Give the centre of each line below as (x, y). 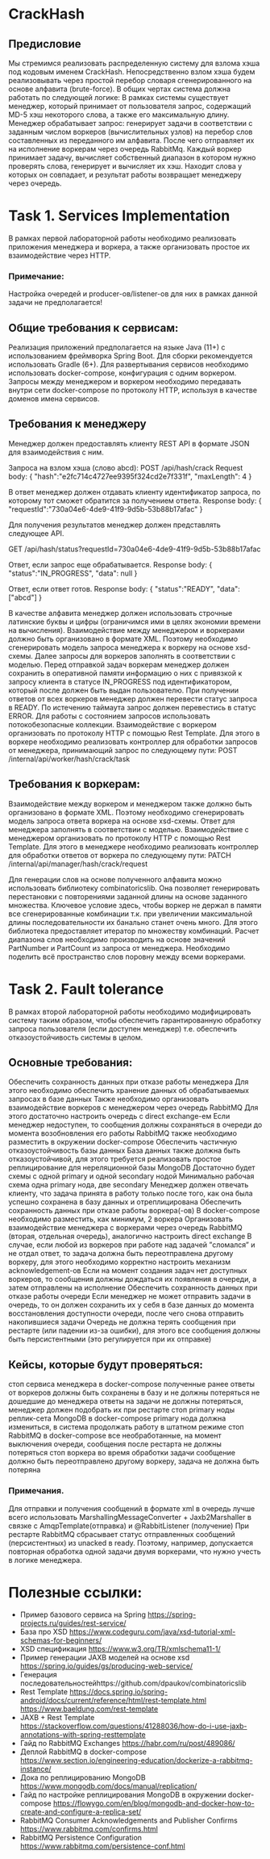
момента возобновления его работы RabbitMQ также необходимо (123, 1133)
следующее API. (36, 533)
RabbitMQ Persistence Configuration (81, 1838)
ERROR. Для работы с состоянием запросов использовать (110, 716)
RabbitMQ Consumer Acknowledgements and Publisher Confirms (129, 1820)
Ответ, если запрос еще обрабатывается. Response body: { (110, 564)
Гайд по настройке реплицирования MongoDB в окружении (123, 1795)
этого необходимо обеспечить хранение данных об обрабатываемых (129, 1091)
